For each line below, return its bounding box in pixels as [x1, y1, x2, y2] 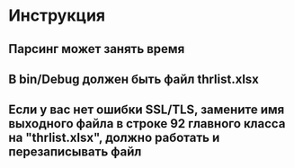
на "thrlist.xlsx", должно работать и [8, 130, 220, 146]
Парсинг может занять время [8, 41, 185, 57]
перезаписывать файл [8, 145, 142, 160]
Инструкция [8, 5, 105, 26]
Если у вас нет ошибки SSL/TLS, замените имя [8, 102, 285, 118]
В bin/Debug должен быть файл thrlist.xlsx [8, 71, 260, 86]
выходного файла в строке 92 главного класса [8, 116, 286, 131]
